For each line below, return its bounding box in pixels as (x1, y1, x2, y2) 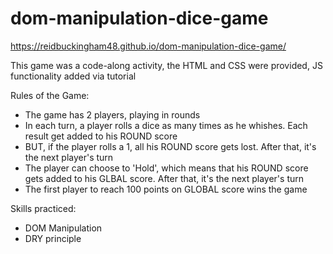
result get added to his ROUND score (24, 130, 178, 142)
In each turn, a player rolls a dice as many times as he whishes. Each (24, 119, 308, 131)
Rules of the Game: (10, 89, 90, 101)
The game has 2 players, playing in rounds (24, 108, 201, 121)
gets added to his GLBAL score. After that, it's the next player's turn (24, 172, 304, 184)
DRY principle (24, 232, 82, 244)
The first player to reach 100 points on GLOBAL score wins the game (24, 183, 308, 195)
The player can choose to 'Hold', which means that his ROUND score (24, 162, 309, 174)
